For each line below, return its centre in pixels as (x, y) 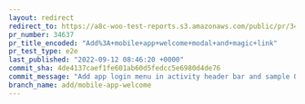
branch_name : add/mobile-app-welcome (80, 85)
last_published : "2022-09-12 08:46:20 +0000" (96, 60)
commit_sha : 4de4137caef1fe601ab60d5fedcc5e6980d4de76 (115, 69)
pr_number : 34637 (41, 34)
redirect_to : (33, 26)
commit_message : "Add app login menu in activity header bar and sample (149, 77)
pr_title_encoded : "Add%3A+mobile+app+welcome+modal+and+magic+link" (143, 43)
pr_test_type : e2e (43, 52)
